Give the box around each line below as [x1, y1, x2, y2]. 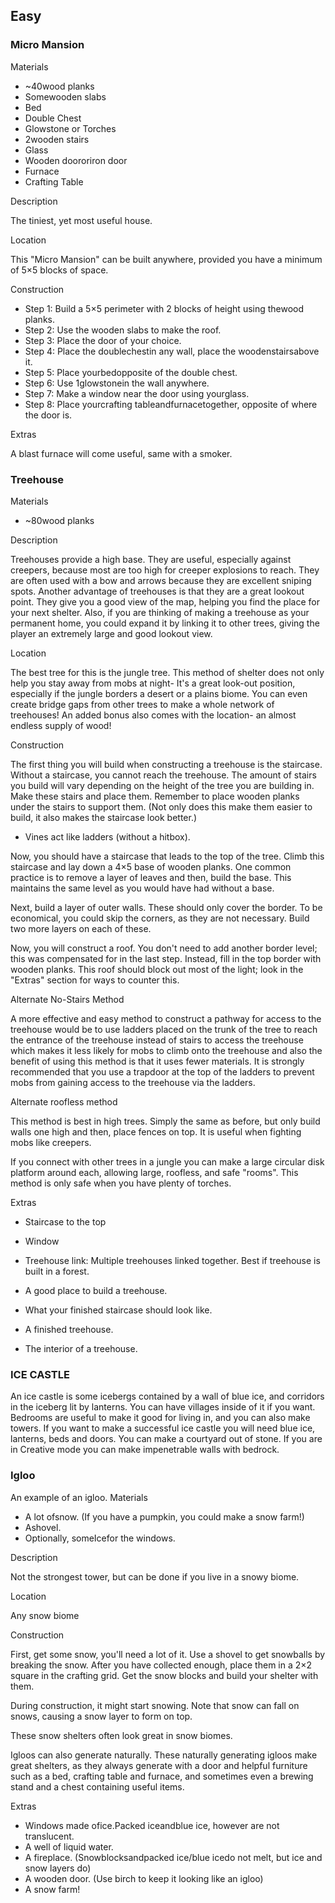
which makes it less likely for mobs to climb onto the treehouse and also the [10, 1044, 323, 1056]
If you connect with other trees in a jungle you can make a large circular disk [10, 1155, 325, 1168]
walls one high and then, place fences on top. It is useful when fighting [10, 1125, 302, 1138]
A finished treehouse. [24, 1323, 114, 1335]
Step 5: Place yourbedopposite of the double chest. [24, 366, 238, 378]
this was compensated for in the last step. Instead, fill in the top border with [10, 952, 322, 964]
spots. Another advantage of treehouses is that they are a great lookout [10, 585, 305, 597]
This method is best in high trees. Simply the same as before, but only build [10, 1115, 321, 1127]
